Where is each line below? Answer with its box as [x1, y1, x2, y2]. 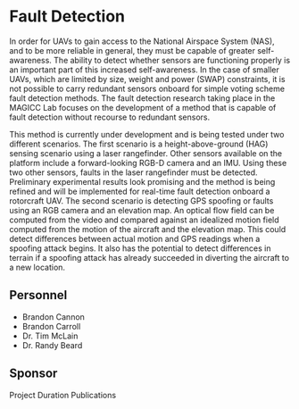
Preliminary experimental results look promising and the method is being [9, 176, 276, 187]
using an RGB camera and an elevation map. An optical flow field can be [9, 204, 275, 215]
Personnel [9, 288, 68, 303]
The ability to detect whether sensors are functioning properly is [53, 54, 291, 65]
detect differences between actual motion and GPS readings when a [9, 233, 261, 244]
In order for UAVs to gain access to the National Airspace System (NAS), [9, 36, 275, 46]
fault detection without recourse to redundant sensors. [9, 112, 211, 122]
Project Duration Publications [9, 389, 117, 400]
